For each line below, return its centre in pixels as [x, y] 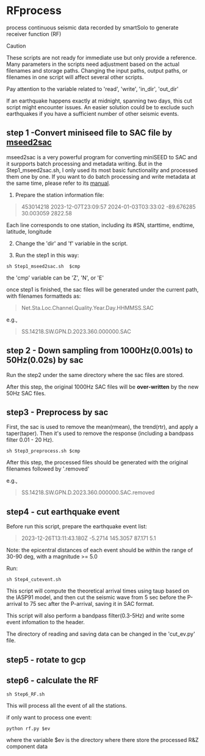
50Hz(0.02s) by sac [45, 360]
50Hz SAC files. [26, 393]
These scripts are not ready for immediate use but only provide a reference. [102, 57]
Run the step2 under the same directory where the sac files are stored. [95, 375]
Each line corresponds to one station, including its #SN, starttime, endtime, [100, 225]
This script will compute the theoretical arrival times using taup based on [98, 591]
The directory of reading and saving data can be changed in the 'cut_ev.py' [101, 634]
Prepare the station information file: [60, 195]
